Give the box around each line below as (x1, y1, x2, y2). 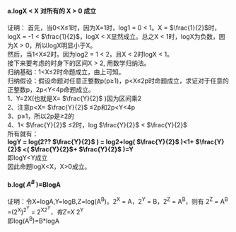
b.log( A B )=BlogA (7, 179, 61, 189)
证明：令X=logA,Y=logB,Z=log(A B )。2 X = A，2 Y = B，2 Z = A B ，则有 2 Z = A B (7, 196, 228, 205)
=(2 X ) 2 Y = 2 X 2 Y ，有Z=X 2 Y (7, 205, 84, 216)
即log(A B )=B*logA (7, 216, 60, 225)
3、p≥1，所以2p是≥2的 (7, 112, 75, 120)
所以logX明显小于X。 (35, 41, 97, 50)
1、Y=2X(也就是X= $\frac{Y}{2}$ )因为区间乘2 (7, 94, 142, 103)
